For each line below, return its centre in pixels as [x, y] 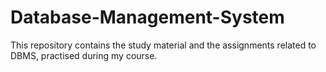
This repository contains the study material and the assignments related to [163, 45]
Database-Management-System [147, 17]
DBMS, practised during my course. [84, 55]
